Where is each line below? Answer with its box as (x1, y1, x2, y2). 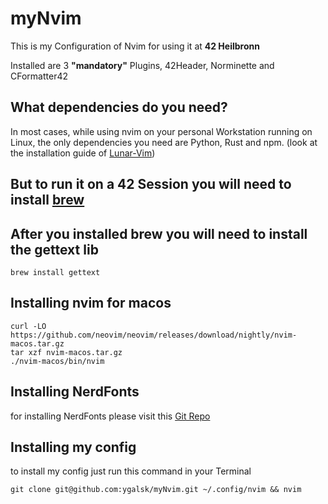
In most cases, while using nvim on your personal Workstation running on (10, 125, 313, 137)
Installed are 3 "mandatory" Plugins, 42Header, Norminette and (10, 59, 275, 71)
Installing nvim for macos (10, 295, 172, 312)
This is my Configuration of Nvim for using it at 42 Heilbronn (10, 40, 260, 52)
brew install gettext (10, 267, 101, 277)
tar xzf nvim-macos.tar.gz (10, 347, 123, 357)
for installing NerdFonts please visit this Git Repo (10, 410, 211, 422)
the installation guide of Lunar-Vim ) (10, 147, 156, 159)
